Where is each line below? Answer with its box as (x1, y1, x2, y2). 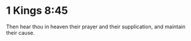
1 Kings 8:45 (6, 4, 68, 17)
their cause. (6, 29, 35, 36)
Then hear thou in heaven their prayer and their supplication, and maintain (6, 23, 186, 30)
